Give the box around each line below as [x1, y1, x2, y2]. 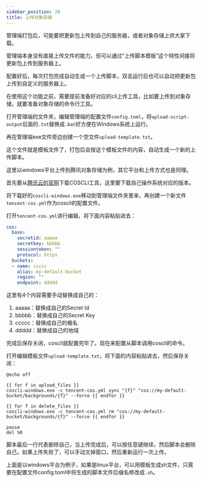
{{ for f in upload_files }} [6, 382, 79, 388]
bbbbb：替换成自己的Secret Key [14, 312, 96, 319]
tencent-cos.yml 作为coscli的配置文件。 [6, 199, 103, 206]
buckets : [11, 257, 34, 263]
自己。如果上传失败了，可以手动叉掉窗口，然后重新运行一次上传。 [6, 448, 170, 456]
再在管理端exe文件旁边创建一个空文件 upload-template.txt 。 [6, 133, 156, 140]
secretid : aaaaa [17, 235, 58, 241]
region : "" [17, 274, 44, 280]
